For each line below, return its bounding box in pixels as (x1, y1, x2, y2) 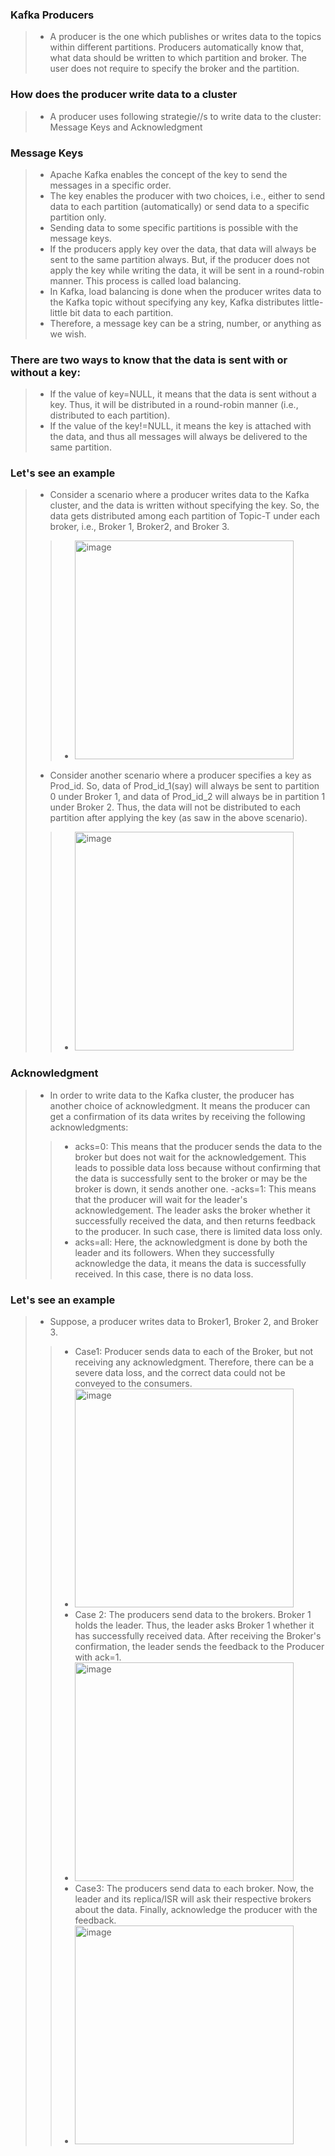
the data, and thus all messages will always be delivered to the (49, 431, 308, 443)
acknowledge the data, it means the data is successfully (74, 1257, 307, 1269)
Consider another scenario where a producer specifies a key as (49, 769, 312, 782)
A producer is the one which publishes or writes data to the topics (49, 31, 322, 43)
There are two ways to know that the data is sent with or (10, 353, 288, 367)
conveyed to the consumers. (74, 1378, 193, 1390)
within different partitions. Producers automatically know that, (49, 41, 304, 53)
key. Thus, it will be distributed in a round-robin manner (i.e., (49, 399, 299, 411)
